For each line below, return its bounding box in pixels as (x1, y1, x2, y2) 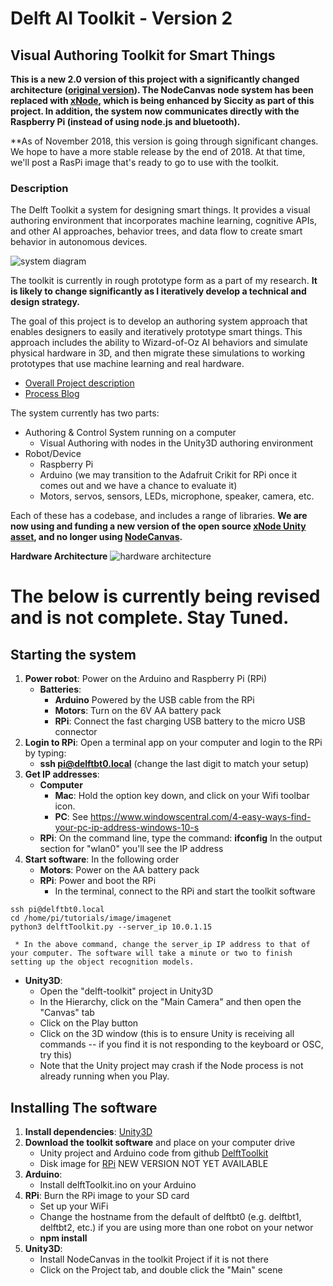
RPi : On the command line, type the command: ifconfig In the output (39, 832, 323, 844)
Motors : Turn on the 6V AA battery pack (54, 705, 222, 717)
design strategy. (10, 296, 81, 308)
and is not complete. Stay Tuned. (10, 607, 290, 629)
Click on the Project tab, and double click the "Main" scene (39, 1264, 283, 1276)
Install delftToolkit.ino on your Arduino (39, 1179, 197, 1191)
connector (54, 726, 98, 738)
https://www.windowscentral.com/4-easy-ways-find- (90, 811, 312, 823)
